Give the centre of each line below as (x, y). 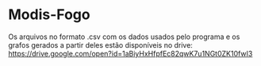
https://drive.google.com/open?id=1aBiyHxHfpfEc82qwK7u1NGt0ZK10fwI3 (130, 53)
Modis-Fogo (49, 15)
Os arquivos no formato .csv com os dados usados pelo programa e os (124, 37)
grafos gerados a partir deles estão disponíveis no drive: (100, 45)
